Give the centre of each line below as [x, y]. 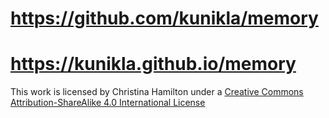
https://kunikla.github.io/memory [153, 64]
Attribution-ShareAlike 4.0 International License [108, 103]
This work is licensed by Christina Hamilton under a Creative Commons [157, 92]
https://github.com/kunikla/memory [164, 18]
